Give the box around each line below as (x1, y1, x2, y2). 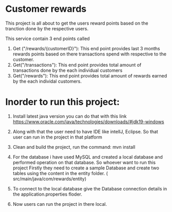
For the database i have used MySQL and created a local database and (12, 153, 163, 160)
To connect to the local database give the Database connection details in (12, 185, 167, 191)
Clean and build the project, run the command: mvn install (12, 144, 136, 150)
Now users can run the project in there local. (12, 201, 107, 207)
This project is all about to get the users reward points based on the (5, 20, 148, 26)
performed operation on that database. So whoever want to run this (12, 159, 156, 165)
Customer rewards (5, 3, 87, 15)
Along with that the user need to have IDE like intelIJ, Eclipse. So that (12, 128, 158, 134)
